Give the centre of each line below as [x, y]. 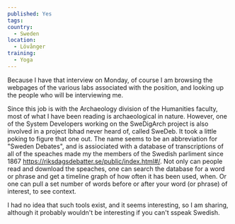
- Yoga [23, 60]
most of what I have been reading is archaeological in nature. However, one [117, 116]
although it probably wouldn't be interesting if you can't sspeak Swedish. [114, 212]
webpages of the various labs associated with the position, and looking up [116, 87]
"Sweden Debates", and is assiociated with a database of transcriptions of [116, 146]
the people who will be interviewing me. [65, 95]
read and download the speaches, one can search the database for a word [116, 169]
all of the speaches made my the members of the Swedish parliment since [116, 153]
